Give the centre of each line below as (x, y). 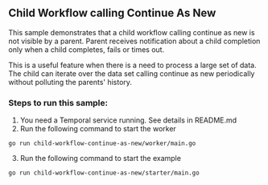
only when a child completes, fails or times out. (87, 49)
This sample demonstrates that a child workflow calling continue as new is (132, 32)
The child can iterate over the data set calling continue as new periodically (132, 73)
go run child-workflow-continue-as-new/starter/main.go (104, 173)
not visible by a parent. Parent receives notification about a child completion (134, 41)
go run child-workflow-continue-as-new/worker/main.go (102, 143)
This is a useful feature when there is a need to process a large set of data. (132, 65)
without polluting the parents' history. (70, 82)
